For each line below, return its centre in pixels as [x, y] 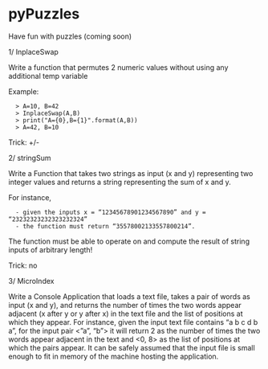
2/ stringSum [30, 158]
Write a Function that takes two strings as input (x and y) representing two [131, 173]
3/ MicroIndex [31, 281]
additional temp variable [48, 76]
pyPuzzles [44, 14]
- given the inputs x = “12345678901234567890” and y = [111, 212]
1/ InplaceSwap [33, 51]
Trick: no [23, 265]
